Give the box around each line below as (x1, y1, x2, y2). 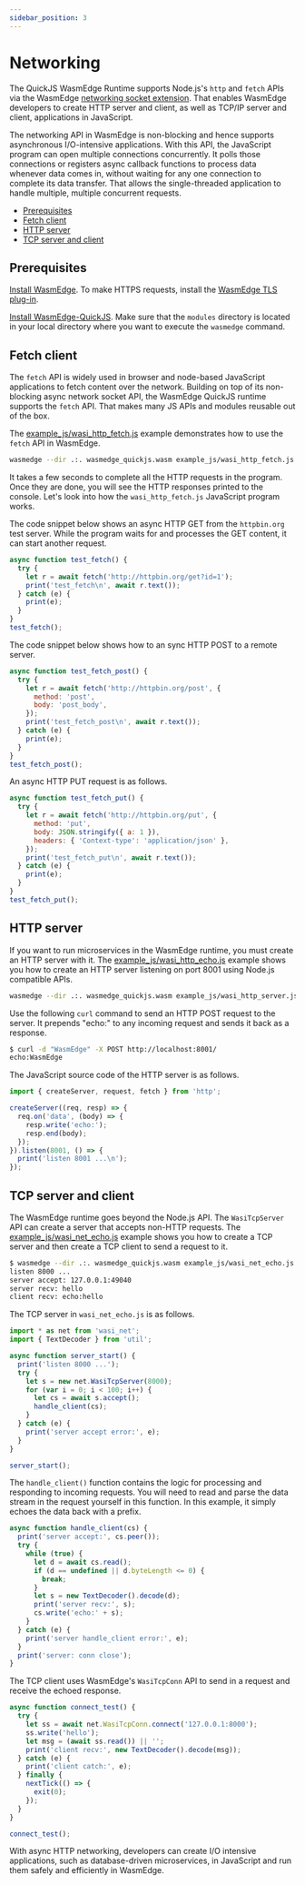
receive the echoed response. (9, 1685, 122, 1697)
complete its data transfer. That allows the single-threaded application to (9, 177, 281, 188)
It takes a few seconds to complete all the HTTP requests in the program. (9, 472, 283, 483)
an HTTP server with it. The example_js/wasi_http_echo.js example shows (9, 954, 287, 965)
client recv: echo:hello (9, 1293, 103, 1302)
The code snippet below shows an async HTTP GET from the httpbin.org (9, 519, 285, 529)
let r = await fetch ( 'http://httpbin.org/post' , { (25, 683, 221, 692)
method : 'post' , (33, 692, 95, 701)
